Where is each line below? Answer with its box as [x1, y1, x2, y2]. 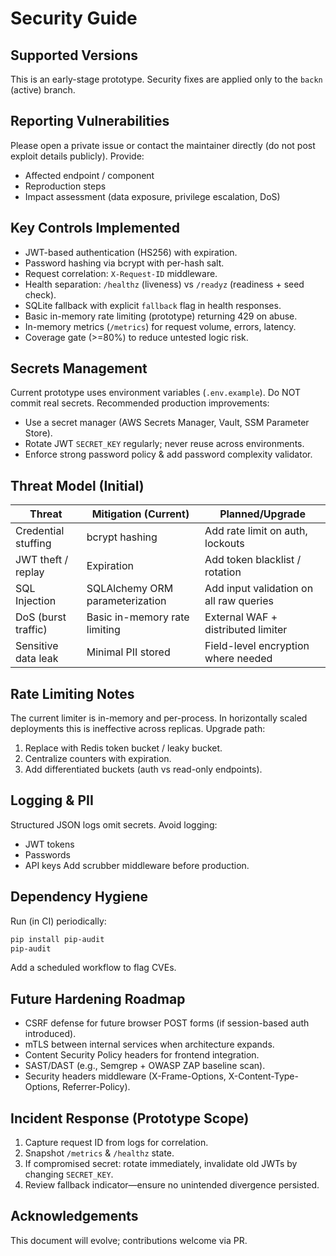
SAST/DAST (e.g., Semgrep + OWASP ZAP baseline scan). [24, 1060, 266, 1072]
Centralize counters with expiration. [24, 753, 172, 765]
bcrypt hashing [86, 530, 158, 544]
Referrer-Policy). [62, 1081, 131, 1093]
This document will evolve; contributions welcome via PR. [10, 1234, 248, 1246]
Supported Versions [10, 47, 138, 64]
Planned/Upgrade [219, 507, 306, 521]
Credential [15, 524, 65, 538]
